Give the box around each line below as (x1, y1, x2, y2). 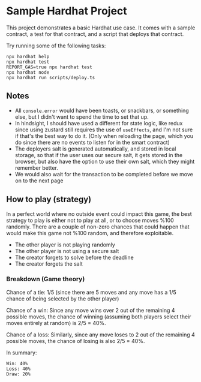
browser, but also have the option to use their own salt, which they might (14, 158, 195, 165)
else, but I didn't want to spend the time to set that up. (14, 113, 149, 121)
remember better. (14, 164, 58, 172)
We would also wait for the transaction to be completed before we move (14, 170, 193, 178)
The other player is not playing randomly (14, 241, 115, 248)
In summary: (6, 349, 37, 356)
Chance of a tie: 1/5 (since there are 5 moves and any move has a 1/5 (6, 288, 177, 296)
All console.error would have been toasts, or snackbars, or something (14, 107, 189, 114)
